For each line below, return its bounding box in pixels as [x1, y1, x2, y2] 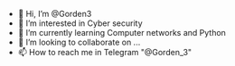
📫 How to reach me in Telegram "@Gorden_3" [17, 47, 193, 57]
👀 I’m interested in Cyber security [17, 18, 143, 29]
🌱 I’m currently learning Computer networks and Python [17, 28, 226, 37]
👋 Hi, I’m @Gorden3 [17, 9, 92, 19]
